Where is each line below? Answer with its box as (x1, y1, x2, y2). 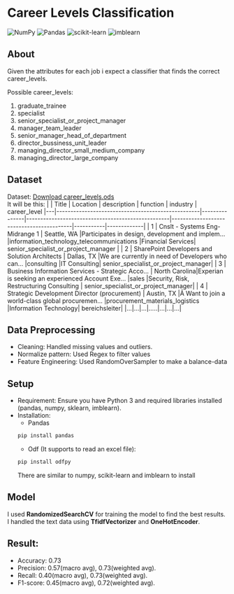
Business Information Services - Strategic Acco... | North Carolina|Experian (7, 267, 224, 275)
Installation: (17, 411, 51, 420)
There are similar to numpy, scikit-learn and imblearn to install (17, 471, 196, 479)
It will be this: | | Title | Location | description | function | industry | (7, 199, 198, 208)
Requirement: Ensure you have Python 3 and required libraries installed (17, 397, 222, 405)
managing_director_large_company (17, 153, 119, 162)
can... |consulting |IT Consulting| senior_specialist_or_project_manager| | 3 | (7, 259, 226, 267)
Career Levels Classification (7, 5, 175, 21)
